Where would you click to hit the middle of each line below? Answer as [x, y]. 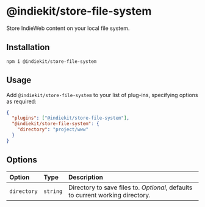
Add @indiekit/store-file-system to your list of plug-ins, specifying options [102, 95]
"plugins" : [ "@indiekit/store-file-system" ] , [71, 118]
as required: [21, 101]
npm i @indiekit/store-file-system [52, 61]
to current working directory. [109, 195]
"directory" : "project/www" [53, 129]
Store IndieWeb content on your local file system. [68, 28]
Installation [28, 47]
